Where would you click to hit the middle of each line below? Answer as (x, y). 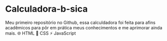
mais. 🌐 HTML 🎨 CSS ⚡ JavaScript (41, 33)
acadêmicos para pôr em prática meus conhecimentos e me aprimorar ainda (84, 27)
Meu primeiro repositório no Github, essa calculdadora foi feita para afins (80, 22)
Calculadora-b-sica (47, 9)
